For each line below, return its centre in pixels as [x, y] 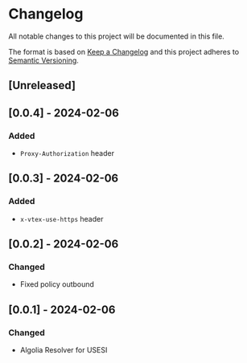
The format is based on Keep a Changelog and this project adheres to [124, 51]
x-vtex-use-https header [62, 218]
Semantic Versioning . [43, 60]
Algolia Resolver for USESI [64, 350]
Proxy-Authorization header [67, 153]
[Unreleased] [42, 86]
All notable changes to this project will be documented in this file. [117, 36]
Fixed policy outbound [57, 284]
